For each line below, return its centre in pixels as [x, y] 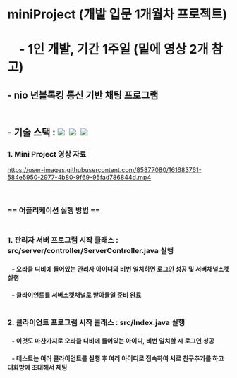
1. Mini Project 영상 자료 [47, 154]
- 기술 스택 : [32, 132]
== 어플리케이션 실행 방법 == [54, 211]
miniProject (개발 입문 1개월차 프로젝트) [117, 14]
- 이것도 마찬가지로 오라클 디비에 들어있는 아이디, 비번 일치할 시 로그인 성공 [113, 341]
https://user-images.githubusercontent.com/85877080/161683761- [105, 170]
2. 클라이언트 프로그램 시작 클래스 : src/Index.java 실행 [96, 323]
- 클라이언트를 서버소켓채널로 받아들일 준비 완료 [77, 295]
